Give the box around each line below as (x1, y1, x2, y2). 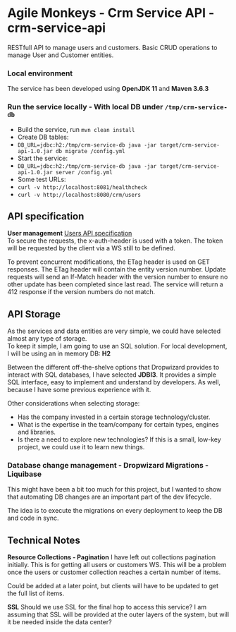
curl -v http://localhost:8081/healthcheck (17, 183, 148, 191)
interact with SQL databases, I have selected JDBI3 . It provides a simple (7, 370, 217, 379)
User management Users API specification (7, 229, 132, 238)
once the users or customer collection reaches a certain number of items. (7, 568, 221, 576)
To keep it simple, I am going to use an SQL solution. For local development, (7, 342, 228, 351)
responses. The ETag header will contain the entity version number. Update (7, 265, 227, 274)
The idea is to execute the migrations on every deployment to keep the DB (7, 506, 223, 515)
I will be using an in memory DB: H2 (7, 349, 111, 358)
